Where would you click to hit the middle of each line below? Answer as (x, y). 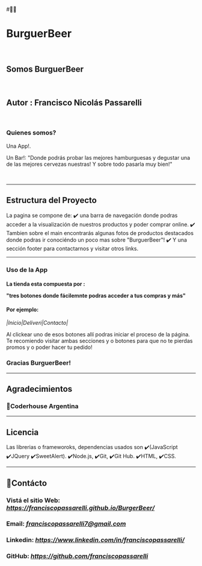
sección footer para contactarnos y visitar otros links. (72, 248)
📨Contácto (26, 483)
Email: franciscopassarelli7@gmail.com (66, 524)
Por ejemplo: (23, 309)
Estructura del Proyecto (52, 200)
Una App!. (19, 146)
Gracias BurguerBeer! (38, 363)
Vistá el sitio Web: (33, 500)
